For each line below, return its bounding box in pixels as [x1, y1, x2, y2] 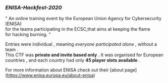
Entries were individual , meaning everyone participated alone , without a [5, 41, 157, 47]
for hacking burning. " [5, 32, 51, 38]
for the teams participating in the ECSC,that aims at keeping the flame [5, 26, 150, 32]
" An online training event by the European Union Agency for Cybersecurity [5, 16, 162, 22]
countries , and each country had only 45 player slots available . [5, 57, 140, 63]
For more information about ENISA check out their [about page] [5, 67, 137, 73]
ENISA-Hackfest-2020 [5, 4, 62, 11]
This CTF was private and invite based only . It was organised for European [5, 52, 163, 58]
